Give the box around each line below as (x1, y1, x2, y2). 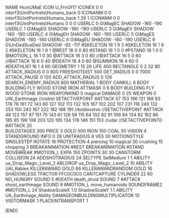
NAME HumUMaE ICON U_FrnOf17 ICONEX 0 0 (5, 5, 103, 10)
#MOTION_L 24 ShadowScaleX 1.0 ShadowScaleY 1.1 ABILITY (5, 187, 133, 193)
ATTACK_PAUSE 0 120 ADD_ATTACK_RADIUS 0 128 (5, 74, 112, 80)
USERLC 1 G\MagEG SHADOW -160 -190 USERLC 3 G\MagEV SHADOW (5, 26, 154, 32)
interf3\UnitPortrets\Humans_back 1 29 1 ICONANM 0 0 (5, 15, 120, 21)
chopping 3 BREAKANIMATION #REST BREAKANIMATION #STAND (5, 144, 145, 150)
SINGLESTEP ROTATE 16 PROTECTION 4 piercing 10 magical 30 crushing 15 (5, 139, 163, 145)
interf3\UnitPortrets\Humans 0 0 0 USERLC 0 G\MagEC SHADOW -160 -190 (5, 20, 162, 26)
